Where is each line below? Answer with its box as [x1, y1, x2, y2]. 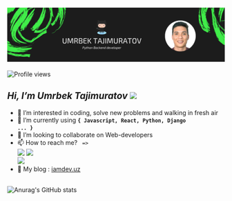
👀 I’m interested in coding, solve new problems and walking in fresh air [17, 108, 219, 116]
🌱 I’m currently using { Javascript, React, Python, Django [17, 116, 186, 124]
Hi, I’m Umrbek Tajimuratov [7, 90, 128, 102]
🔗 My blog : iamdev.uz [17, 164, 81, 173]
